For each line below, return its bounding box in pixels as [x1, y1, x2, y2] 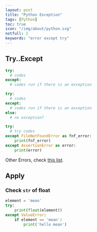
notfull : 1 [5, 31, 28, 36]
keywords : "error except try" [5, 36, 70, 41]
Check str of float [5, 187, 51, 193]
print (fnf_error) [14, 138, 51, 144]
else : [5, 110, 17, 115]
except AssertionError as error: [5, 143, 76, 148]
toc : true [5, 21, 26, 27]
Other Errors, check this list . [5, 157, 64, 163]
